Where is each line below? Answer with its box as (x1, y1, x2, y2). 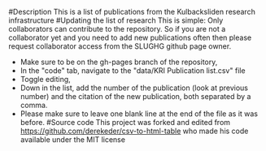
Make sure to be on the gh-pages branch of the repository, (20, 57, 218, 67)
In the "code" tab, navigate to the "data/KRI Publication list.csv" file (20, 66, 246, 75)
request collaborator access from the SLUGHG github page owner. (8, 41, 232, 51)
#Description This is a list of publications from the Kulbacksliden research (8, 7, 256, 16)
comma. (20, 101, 48, 110)
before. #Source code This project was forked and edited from (20, 118, 230, 127)
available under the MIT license (20, 135, 126, 145)
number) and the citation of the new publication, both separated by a (20, 92, 251, 101)
